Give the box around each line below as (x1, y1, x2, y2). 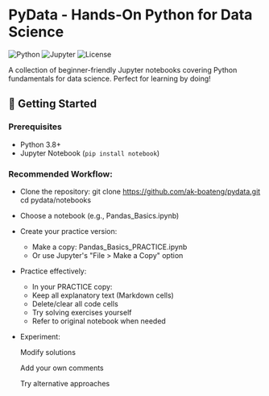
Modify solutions (19, 347, 77, 356)
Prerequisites (8, 121, 62, 132)
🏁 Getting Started (8, 97, 97, 110)
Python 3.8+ (19, 140, 62, 149)
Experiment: (19, 331, 60, 341)
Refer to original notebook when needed (31, 316, 167, 326)
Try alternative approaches (19, 378, 110, 388)
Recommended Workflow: (8, 168, 113, 179)
